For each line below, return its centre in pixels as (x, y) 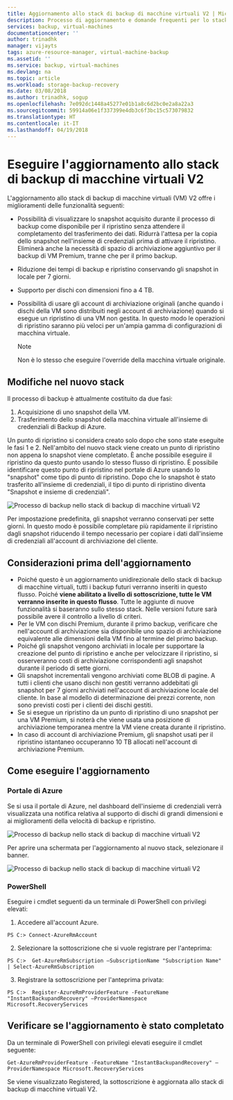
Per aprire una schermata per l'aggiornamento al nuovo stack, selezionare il (115, 847)
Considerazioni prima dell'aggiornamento (100, 563)
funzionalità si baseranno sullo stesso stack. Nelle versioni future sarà (117, 609)
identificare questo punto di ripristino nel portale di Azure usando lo (104, 470)
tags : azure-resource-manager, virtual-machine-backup (88, 53)
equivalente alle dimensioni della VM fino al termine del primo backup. (118, 638)
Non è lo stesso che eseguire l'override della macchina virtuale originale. (121, 360)
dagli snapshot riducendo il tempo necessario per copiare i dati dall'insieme (115, 534)
